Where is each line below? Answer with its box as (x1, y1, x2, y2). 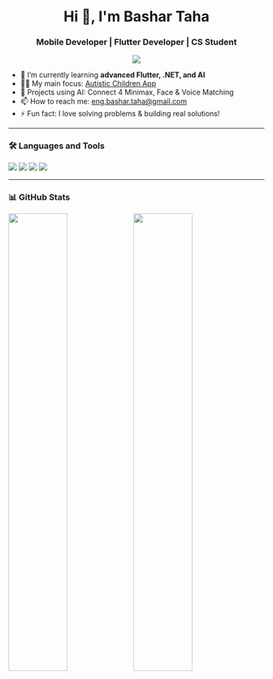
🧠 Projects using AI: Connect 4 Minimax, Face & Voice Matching (19, 87, 234, 97)
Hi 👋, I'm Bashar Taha (63, 7, 210, 26)
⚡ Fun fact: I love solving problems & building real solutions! (19, 109, 220, 119)
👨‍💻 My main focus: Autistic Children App (19, 79, 157, 89)
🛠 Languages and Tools (8, 140, 106, 151)
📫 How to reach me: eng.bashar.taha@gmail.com (19, 97, 188, 107)
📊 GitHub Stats (8, 191, 71, 203)
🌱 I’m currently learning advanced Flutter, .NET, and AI (19, 70, 206, 80)
